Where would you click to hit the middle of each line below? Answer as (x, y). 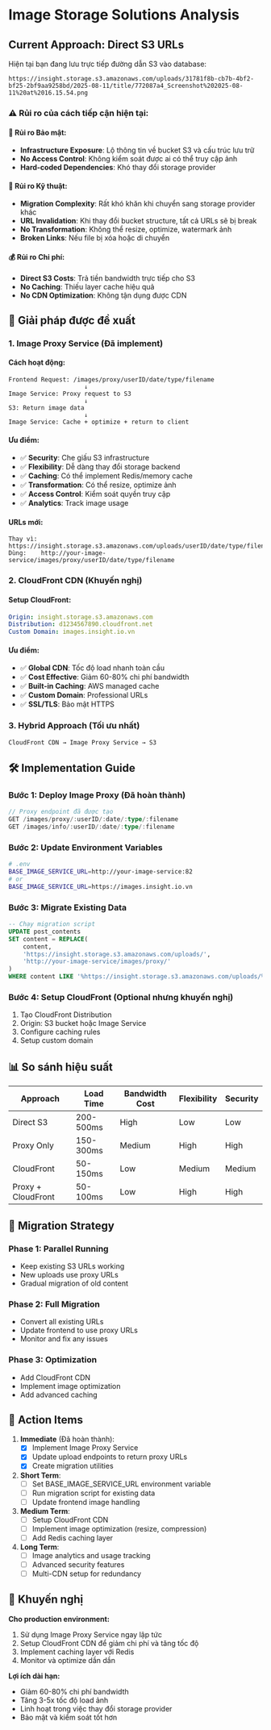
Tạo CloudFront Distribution (66, 1015)
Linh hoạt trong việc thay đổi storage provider (96, 1708)
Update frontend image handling (86, 1502)
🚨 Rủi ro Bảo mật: (38, 132)
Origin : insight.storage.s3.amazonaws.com (81, 617)
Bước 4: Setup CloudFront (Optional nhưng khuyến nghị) (121, 998)
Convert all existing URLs (62, 1322)
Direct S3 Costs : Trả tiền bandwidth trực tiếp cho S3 (108, 278)
